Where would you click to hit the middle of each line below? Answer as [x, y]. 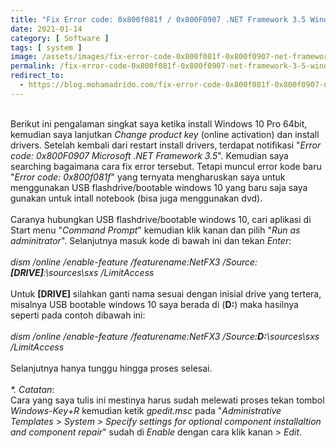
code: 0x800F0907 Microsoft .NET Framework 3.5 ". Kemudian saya [149, 155]
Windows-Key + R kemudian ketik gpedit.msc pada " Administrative [146, 410]
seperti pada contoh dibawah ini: [78, 315]
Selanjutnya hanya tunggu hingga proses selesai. [111, 368]
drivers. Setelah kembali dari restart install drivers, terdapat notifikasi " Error [166, 145]
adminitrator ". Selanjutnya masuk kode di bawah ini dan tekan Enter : [151, 240]
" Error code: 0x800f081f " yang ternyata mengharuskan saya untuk [148, 177]
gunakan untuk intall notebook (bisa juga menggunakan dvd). [136, 198]
